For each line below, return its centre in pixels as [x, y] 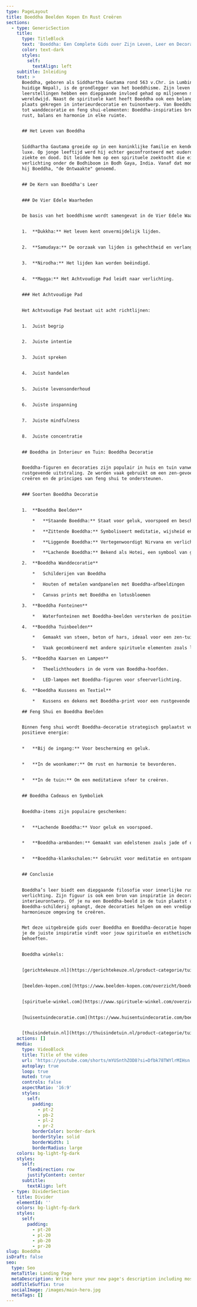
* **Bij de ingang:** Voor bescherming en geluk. [86, 749]
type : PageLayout [27, 11]
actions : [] [31, 1039]
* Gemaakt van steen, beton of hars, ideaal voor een [102, 637]
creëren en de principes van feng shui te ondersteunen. [93, 479]
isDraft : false [25, 1257]
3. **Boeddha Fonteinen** [55, 606]
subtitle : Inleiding [42, 72]
